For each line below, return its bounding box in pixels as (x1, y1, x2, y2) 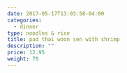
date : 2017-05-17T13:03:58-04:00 (7, 10, 105, 17)
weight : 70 (7, 56, 39, 63)
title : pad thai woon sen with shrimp (7, 36, 120, 43)
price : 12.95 (7, 49, 45, 56)
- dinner (13, 23, 39, 30)
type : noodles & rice (7, 29, 70, 37)
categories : (7, 17, 42, 24)
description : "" (7, 42, 54, 49)
